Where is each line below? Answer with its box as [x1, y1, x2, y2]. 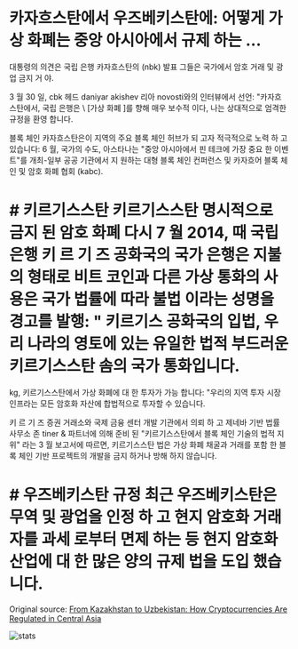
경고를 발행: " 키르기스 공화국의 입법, [9, 312, 261, 332]
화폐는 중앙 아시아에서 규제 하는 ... [27, 30, 262, 51]
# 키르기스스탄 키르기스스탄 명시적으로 [9, 201, 273, 220]
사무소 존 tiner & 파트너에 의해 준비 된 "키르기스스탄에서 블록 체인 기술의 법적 [9, 428, 275, 438]
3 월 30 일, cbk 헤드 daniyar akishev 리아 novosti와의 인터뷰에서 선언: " [9, 91, 261, 102]
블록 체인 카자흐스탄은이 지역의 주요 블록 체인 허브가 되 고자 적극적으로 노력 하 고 [9, 132, 288, 143]
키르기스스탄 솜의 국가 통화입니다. [9, 357, 240, 376]
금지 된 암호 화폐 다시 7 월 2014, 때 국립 [9, 223, 279, 243]
